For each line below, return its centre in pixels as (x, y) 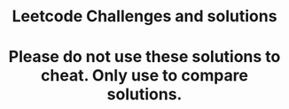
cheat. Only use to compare (144, 76)
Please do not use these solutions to (144, 57)
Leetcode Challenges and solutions (144, 16)
